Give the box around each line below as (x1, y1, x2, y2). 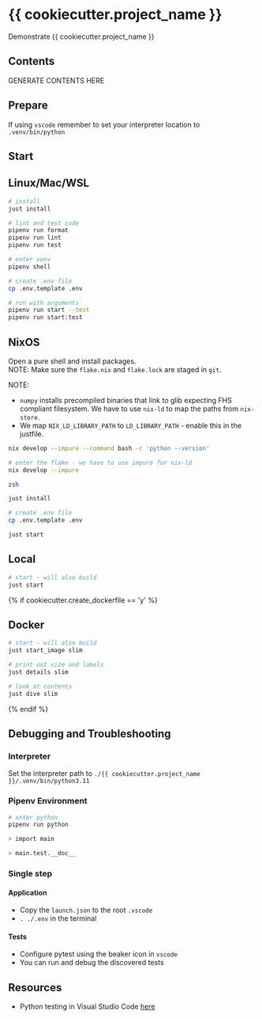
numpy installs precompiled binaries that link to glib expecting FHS (19, 395, 233, 405)
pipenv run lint (8, 234, 62, 242)
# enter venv (8, 256, 51, 264)
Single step (8, 868, 53, 879)
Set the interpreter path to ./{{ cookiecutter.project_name (8, 769, 200, 778)
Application (8, 888, 47, 897)
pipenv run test (8, 241, 62, 249)
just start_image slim (8, 647, 83, 655)
